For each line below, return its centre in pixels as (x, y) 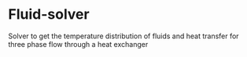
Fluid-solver (49, 14)
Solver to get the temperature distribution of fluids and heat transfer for (124, 36)
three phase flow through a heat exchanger (78, 44)
